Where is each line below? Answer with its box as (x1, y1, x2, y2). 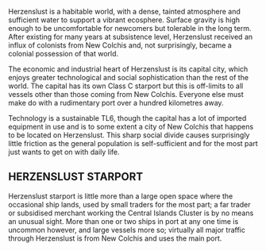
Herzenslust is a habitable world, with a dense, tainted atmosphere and (8, 7, 241, 16)
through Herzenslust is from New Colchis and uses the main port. (8, 234, 222, 243)
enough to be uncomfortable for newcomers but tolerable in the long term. (8, 24, 252, 33)
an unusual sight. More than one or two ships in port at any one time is (8, 216, 239, 226)
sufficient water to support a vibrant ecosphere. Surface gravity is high (8, 15, 241, 25)
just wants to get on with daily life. (8, 147, 121, 156)
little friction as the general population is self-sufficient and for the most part (8, 139, 258, 148)
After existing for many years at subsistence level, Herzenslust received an (8, 32, 253, 41)
